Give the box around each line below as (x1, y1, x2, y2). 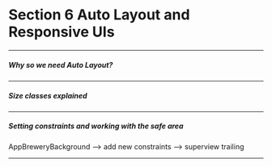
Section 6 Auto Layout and (8, 6, 190, 24)
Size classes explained (8, 90, 87, 100)
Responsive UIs (8, 23, 115, 41)
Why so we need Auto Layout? (8, 60, 113, 69)
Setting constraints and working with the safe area (8, 121, 184, 131)
